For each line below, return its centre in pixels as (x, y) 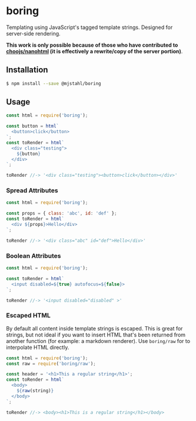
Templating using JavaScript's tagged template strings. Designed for (89, 27)
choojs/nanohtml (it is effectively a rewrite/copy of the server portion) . (94, 51)
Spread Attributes (32, 190)
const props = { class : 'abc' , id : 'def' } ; (62, 213)
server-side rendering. (33, 33)
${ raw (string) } (35, 391)
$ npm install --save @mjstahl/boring (54, 83)
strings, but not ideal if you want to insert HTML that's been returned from (96, 335)
